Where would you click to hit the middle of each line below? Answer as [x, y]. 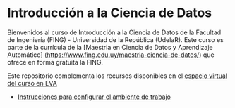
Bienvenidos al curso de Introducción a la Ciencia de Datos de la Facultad [114, 32]
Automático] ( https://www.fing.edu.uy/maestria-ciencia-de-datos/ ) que [111, 55]
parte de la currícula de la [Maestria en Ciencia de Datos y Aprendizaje [110, 47]
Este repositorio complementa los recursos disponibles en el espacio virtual [117, 76]
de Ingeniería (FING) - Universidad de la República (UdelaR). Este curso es [115, 39]
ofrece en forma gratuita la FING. [55, 62]
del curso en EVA [32, 83]
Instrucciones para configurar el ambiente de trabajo [94, 97]
